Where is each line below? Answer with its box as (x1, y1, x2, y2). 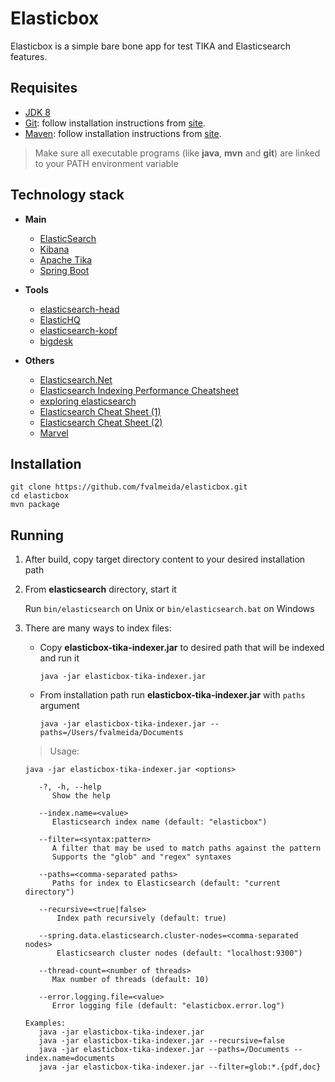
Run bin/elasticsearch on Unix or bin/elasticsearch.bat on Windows (24, 603, 315, 615)
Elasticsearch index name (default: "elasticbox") (51, 817, 268, 827)
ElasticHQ (39, 313, 81, 326)
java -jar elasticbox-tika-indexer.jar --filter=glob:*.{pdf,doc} (38, 1062, 322, 1072)
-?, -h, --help (38, 782, 102, 792)
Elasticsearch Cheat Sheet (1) (39, 405, 162, 417)
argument (39, 700, 80, 712)
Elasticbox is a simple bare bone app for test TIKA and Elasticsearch (10, 40, 292, 52)
